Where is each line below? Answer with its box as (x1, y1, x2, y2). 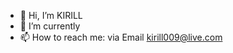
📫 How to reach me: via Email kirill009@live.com (19, 31, 223, 43)
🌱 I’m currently (19, 20, 81, 32)
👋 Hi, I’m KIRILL (19, 10, 83, 21)
